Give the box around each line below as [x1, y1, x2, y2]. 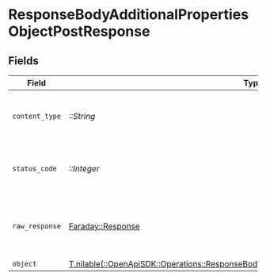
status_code [12, 164, 58, 173]
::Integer [68, 163, 100, 174]
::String [68, 111, 96, 121]
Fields [8, 54, 40, 67]
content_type [12, 112, 62, 121]
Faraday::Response [68, 221, 140, 232]
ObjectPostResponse [8, 22, 150, 40]
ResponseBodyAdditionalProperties [8, 6, 249, 24]
